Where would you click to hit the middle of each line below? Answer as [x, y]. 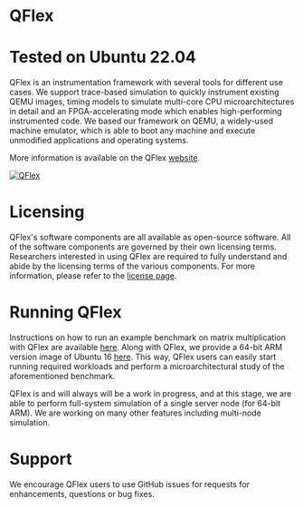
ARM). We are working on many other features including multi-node [136, 413]
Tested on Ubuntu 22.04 [103, 58]
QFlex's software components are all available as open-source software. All [150, 238]
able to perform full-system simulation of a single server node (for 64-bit [145, 403]
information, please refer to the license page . [93, 276]
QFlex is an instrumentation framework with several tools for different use [146, 83]
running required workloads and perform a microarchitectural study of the [147, 366]
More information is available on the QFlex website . [105, 158]
